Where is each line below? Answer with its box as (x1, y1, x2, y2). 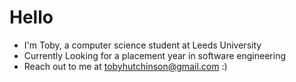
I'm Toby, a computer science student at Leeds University (23, 39, 262, 51)
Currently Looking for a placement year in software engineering (23, 49, 287, 61)
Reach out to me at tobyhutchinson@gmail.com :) (23, 60, 228, 72)
